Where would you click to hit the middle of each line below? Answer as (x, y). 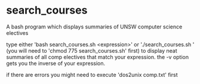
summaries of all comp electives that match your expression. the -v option (98, 57)
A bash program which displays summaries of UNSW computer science (94, 27)
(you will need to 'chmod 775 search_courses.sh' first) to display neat (92, 50)
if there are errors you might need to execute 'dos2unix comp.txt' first (92, 75)
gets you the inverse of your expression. (56, 63)
